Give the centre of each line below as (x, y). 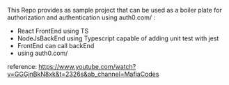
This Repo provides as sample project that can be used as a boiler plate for (115, 10)
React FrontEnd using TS (53, 31)
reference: (22, 67)
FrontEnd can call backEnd (56, 46)
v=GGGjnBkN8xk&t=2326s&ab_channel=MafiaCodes (83, 74)
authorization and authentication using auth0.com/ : (81, 17)
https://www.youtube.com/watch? (87, 67)
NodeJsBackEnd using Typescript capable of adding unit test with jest (118, 38)
